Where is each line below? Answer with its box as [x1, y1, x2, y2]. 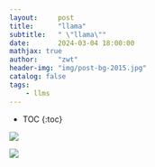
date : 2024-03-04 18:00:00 [9, 38, 135, 48]
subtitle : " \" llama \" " [9, 30, 106, 39]
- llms [25, 88, 50, 97]
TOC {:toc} [22, 114, 63, 125]
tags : [9, 80, 30, 89]
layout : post [9, 13, 75, 23]
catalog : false [9, 72, 67, 81]
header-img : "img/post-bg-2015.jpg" [9, 64, 147, 73]
